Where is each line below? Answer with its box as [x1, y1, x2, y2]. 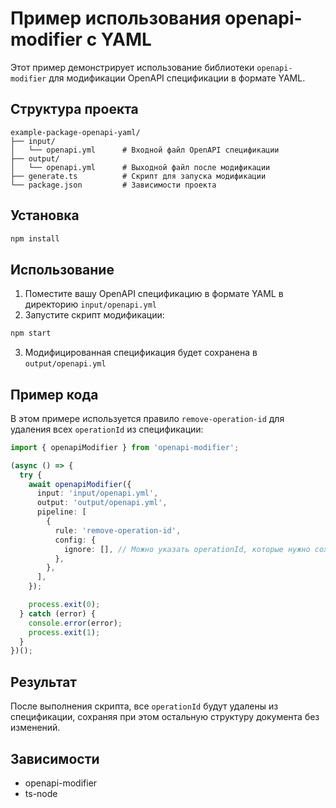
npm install [10, 233, 60, 244]
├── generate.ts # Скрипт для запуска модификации [10, 171, 267, 181]
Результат [10, 673, 78, 691]
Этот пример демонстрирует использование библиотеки [10, 61, 255, 73]
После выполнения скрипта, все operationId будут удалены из [10, 700, 279, 712]
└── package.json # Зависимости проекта [10, 180, 217, 190]
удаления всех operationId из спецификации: [10, 423, 204, 435]
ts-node [24, 787, 58, 799]
